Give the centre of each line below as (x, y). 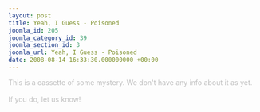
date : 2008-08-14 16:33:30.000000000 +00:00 (83, 60)
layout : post (30, 15)
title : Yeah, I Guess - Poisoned (64, 23)
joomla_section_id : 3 (44, 45)
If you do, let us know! (45, 99)
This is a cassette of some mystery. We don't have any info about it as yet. (130, 82)
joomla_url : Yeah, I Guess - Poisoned (73, 52)
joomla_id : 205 (33, 30)
